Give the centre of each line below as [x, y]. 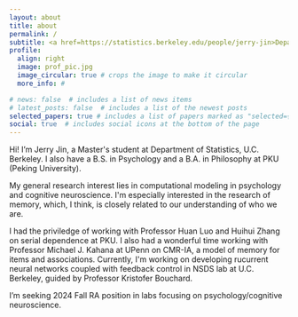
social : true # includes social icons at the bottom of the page [134, 124]
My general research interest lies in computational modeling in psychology [145, 186]
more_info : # [41, 83]
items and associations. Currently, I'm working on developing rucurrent [139, 259]
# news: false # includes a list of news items [101, 99]
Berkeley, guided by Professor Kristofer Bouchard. [101, 278]
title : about [33, 26]
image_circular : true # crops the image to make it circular [133, 75]
